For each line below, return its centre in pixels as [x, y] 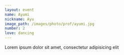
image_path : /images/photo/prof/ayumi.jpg [49, 24]
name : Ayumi [17, 14]
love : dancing [19, 33]
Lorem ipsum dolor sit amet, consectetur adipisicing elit [62, 47]
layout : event [19, 10]
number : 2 [15, 28]
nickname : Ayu [19, 19]
